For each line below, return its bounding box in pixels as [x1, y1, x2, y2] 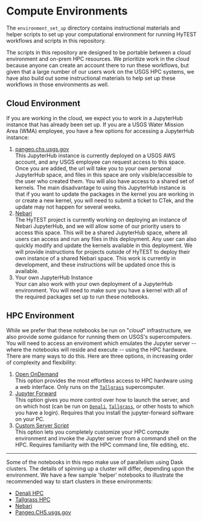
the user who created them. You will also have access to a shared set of [14, 177, 195, 185]
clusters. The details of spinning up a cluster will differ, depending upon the [6, 465, 195, 472]
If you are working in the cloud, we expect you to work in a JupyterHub [6, 114, 183, 121]
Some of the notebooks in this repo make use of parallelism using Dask [6, 458, 183, 466]
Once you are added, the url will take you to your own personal [14, 164, 172, 172]
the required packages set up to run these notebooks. [14, 293, 149, 300]
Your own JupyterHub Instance [14, 274, 93, 281]
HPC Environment [6, 311, 74, 321]
